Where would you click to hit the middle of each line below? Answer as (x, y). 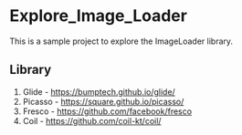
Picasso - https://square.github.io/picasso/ (103, 101)
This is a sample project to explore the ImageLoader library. (121, 41)
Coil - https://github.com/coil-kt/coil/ (92, 120)
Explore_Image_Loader (98, 16)
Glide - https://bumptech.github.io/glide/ (99, 91)
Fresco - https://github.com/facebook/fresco (107, 111)
